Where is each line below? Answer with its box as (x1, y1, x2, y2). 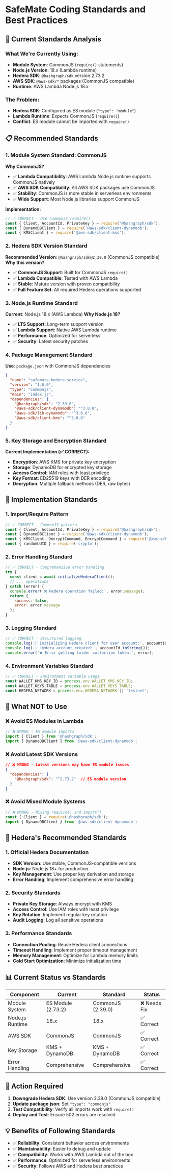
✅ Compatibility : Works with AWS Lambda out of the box (12, 1152, 133, 1158)
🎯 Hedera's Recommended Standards (5, 833, 127, 842)
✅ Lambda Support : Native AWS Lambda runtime (12, 327, 117, 333)
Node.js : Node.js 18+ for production (12, 866, 89, 872)
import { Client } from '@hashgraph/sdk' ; (5, 734, 97, 739)
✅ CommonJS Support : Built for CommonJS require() (12, 269, 128, 275)
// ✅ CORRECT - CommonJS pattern (5, 522, 77, 527)
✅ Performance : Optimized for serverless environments (12, 1157, 131, 1163)
